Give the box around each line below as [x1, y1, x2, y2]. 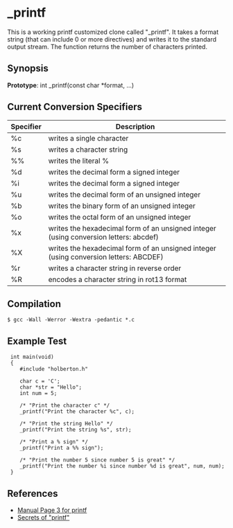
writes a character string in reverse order [48, 263, 182, 273]
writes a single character [48, 133, 129, 143]
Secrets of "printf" [17, 513, 70, 521]
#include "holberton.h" [19, 366, 89, 373]
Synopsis [7, 62, 49, 74]
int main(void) [10, 353, 54, 361]
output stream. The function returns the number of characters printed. [7, 42, 208, 51]
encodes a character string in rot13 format [48, 274, 187, 284]
